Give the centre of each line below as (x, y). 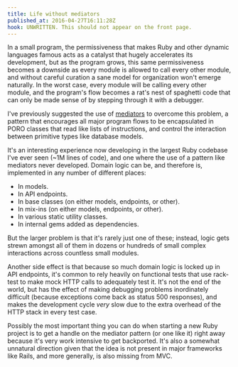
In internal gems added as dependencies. (78, 224)
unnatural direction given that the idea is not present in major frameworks (115, 349)
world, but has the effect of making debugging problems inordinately (108, 290)
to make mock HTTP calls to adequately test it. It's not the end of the (121, 282)
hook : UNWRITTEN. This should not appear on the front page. (100, 27)
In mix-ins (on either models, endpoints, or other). (90, 209)
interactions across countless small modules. (73, 253)
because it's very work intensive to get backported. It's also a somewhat (114, 341)
